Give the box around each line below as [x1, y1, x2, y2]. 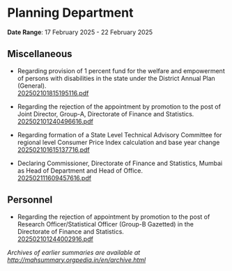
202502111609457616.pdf [17, 173, 92, 182]
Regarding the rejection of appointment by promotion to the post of [17, 212, 210, 221]
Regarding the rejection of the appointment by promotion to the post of [17, 102, 222, 111]
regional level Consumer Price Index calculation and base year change [17, 138, 220, 146]
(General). [17, 82, 47, 90]
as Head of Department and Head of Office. [17, 166, 144, 175]
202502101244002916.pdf [17, 235, 94, 243]
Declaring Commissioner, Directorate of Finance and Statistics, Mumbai [17, 159, 223, 167]
